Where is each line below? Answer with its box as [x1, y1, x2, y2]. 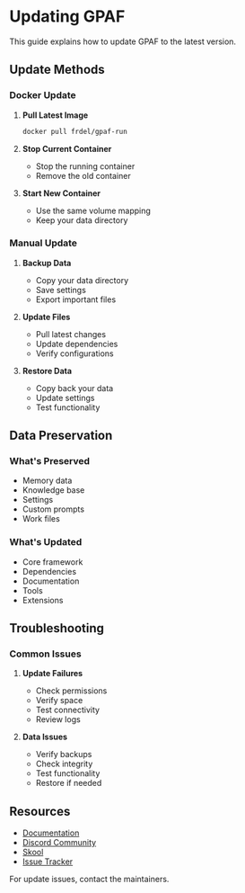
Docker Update [9, 89, 76, 102]
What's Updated [9, 536, 83, 549]
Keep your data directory [35, 214, 128, 226]
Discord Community [22, 837, 97, 848]
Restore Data [22, 365, 73, 376]
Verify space [35, 695, 83, 706]
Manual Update [9, 237, 78, 249]
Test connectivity [35, 704, 101, 716]
